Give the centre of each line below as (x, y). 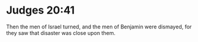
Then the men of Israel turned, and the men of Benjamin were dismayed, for (99, 27)
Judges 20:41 (40, 10)
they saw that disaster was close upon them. (61, 33)
